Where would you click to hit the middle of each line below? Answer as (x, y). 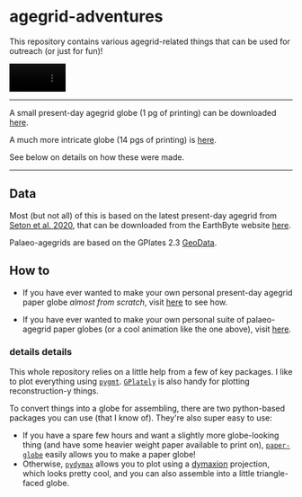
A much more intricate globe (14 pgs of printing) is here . (113, 139)
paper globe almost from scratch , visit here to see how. (124, 302)
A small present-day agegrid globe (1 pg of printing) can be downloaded (143, 112)
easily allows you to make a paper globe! (120, 454)
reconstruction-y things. (54, 390)
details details (41, 352)
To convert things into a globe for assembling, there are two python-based (147, 408)
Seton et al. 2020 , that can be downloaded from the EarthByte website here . (151, 225)
